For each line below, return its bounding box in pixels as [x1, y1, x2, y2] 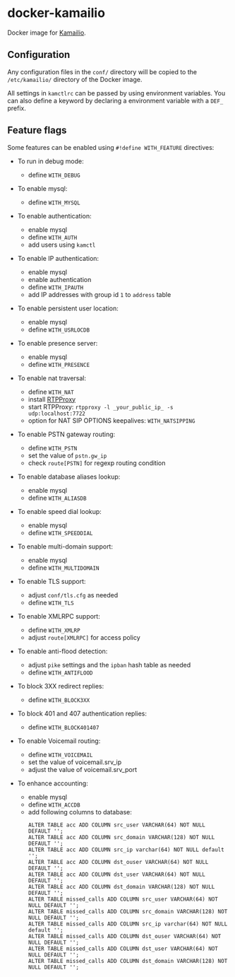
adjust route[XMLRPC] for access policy [28, 633, 141, 641]
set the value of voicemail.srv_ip [28, 758, 122, 766]
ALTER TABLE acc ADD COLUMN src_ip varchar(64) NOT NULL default [28, 846, 224, 853]
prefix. [7, 104, 27, 112]
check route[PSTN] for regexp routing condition [28, 458, 166, 467]
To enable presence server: [17, 339, 98, 347]
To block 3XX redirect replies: [17, 681, 104, 690]
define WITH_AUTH [28, 233, 78, 241]
